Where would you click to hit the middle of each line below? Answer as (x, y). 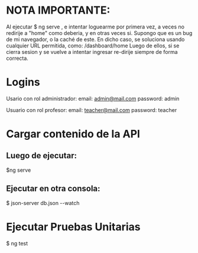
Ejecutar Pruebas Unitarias (73, 227)
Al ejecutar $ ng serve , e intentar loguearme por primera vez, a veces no (95, 27)
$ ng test (17, 243)
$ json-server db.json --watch (43, 203)
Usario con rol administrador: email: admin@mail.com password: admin (93, 98)
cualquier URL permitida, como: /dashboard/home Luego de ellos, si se (93, 46)
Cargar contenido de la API (73, 134)
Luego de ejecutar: (41, 156)
